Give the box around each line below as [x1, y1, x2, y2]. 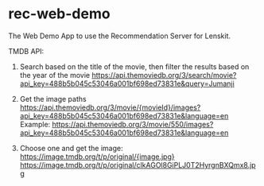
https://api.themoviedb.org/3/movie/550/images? [52, 119, 214, 129]
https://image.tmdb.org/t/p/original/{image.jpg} [19, 152, 175, 161]
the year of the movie [19, 70, 90, 79]
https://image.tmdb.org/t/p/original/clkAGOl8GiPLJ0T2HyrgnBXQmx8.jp [19, 160, 256, 169]
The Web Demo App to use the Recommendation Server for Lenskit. [8, 31, 231, 41]
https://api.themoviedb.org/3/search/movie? [91, 70, 237, 79]
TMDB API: [8, 46, 45, 56]
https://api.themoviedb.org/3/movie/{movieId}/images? [19, 103, 201, 112]
